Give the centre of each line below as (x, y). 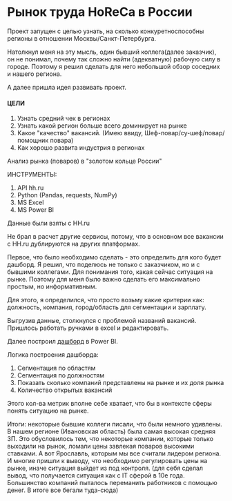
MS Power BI (35, 210)
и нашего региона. (35, 74)
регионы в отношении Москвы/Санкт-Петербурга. (82, 38)
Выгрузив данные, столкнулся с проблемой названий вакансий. (102, 321)
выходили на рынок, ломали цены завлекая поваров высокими (101, 446)
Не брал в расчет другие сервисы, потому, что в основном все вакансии (115, 237)
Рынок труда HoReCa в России (100, 12)
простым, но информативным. (52, 286)
